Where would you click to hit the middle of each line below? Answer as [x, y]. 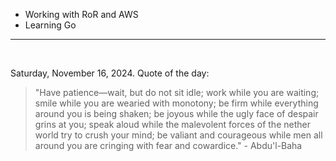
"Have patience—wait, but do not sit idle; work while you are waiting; [177, 92]
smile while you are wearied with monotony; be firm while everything [176, 103]
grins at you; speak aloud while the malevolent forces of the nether [172, 124]
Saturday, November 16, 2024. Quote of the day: [110, 73]
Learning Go [50, 25]
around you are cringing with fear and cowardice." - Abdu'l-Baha [168, 145]
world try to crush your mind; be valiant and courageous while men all [178, 135]
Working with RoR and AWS [81, 14]
